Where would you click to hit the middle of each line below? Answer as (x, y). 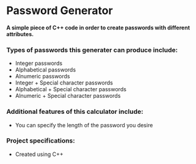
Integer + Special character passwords (64, 83)
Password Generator (60, 11)
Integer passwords (39, 63)
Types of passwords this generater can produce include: (92, 50)
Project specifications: (41, 141)
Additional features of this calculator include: (75, 112)
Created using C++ (39, 154)
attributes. (20, 34)
